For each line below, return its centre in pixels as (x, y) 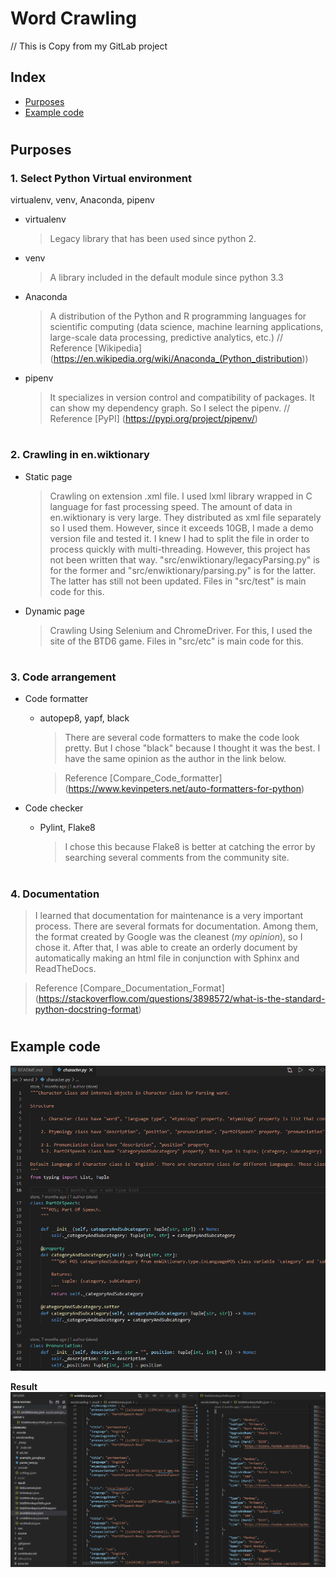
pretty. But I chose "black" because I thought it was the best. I (192, 748)
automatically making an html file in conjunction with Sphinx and (167, 958)
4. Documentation (55, 894)
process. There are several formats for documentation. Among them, (176, 926)
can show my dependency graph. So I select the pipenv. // (170, 408)
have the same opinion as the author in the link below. (175, 759)
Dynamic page (54, 611)
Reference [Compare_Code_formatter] (143, 778)
